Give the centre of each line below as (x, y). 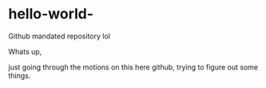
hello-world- (51, 14)
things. (20, 75)
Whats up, (25, 51)
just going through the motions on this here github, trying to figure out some (133, 67)
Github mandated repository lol (59, 36)
